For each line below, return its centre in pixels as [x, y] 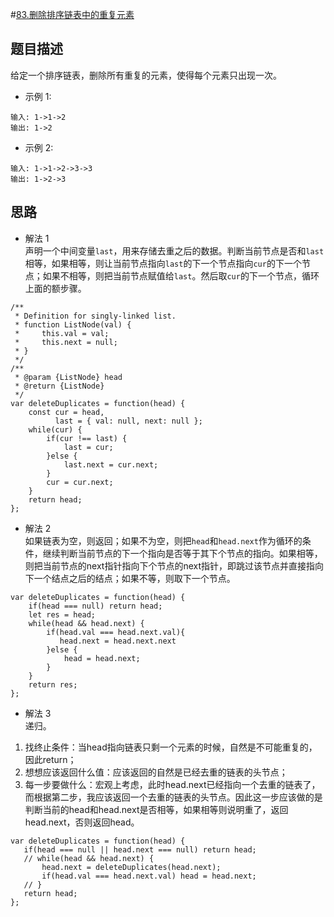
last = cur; [88, 447]
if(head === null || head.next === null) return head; [140, 849]
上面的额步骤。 [55, 288]
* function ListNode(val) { [73, 324]
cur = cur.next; [80, 482]
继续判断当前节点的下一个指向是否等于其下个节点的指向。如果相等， [182, 553]
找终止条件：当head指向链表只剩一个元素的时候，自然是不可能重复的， [171, 747]
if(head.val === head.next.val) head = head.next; [149, 876]
